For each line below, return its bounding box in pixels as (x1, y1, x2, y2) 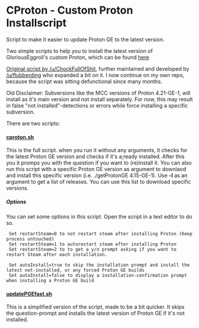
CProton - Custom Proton (6, 4, 134, 17)
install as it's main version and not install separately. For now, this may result (6, 96, 193, 103)
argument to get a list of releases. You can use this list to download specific (6, 178, 191, 185)
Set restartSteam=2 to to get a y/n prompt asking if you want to (8, 247, 177, 253)
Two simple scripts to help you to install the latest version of (6, 47, 153, 54)
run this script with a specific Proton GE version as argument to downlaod (6, 166, 187, 173)
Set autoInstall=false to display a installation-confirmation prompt (8, 273, 187, 279)
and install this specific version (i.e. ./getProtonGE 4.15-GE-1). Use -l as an (6, 172, 188, 179)
